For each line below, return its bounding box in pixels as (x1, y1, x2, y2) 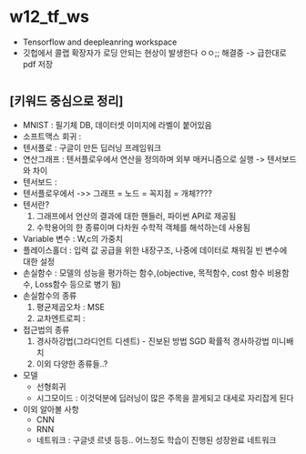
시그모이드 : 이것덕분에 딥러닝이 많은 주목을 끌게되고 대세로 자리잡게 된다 (36, 392, 294, 403)
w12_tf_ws (9, 6, 89, 27)
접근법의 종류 (22, 324, 70, 335)
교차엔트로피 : (36, 312, 86, 324)
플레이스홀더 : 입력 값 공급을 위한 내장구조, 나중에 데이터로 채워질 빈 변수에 (22, 244, 288, 256)
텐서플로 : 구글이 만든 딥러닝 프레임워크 (22, 142, 162, 153)
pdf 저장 (22, 58, 53, 69)
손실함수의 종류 (22, 289, 77, 301)
